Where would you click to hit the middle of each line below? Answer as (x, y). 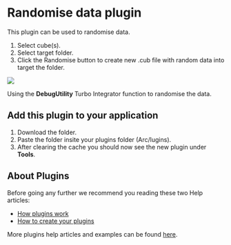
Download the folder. (47, 132)
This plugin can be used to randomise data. (69, 32)
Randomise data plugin (74, 13)
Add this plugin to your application (83, 116)
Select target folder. (45, 53)
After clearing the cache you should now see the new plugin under (112, 147)
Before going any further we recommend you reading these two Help (105, 192)
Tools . (26, 154)
